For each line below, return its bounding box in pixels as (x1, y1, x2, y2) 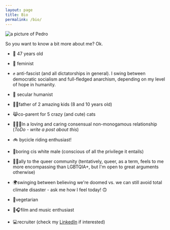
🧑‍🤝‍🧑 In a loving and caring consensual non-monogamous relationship (12, 121, 157, 127)
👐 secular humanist (12, 91, 53, 97)
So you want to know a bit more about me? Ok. (5, 41, 103, 47)
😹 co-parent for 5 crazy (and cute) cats (12, 111, 96, 117)
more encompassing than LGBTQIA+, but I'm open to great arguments (12, 164, 159, 170)
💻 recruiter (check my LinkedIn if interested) (12, 219, 106, 225)
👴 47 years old (12, 50, 43, 57)
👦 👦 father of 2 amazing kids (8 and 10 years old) (12, 101, 113, 108)
